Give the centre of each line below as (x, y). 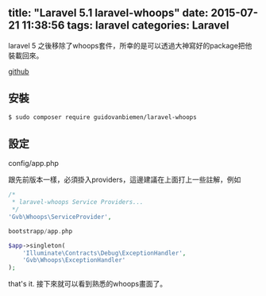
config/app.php (34, 163)
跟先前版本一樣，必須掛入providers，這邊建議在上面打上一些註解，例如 (125, 180)
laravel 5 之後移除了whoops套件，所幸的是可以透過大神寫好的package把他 (130, 45)
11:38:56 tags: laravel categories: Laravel (125, 26)
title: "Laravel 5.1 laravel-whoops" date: (108, 13)
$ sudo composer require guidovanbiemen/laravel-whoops (102, 117)
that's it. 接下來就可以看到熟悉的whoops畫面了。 (88, 284)
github (19, 71)
